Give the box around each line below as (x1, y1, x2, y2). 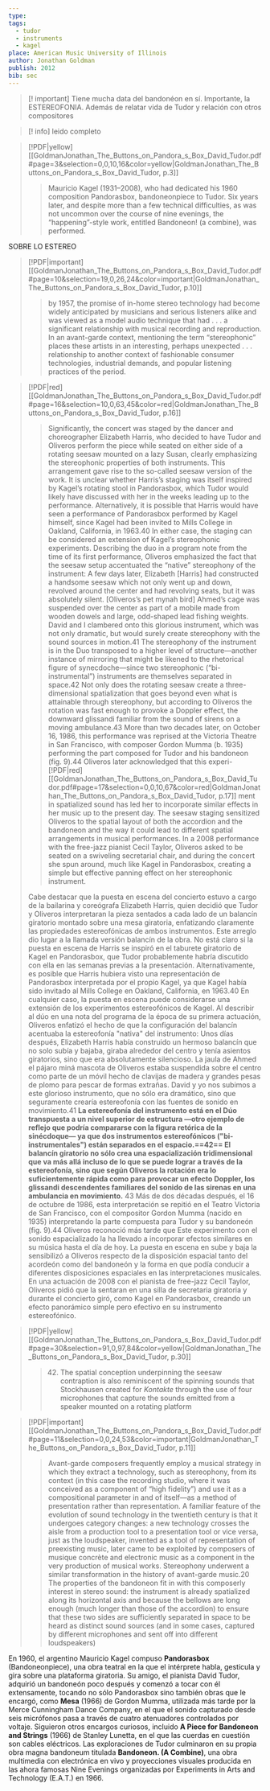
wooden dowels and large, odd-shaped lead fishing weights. (47, 611, 249, 621)
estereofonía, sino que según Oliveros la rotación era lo (27, 1165, 217, 1175)
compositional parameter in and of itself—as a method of (47, 1493, 237, 1502)
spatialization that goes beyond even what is (89, 688, 238, 698)
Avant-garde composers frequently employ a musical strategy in (47, 1458, 261, 1468)
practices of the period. (47, 367, 126, 376)
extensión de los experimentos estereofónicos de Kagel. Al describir (27, 1003, 255, 1013)
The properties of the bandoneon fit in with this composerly (47, 1578, 246, 1588)
